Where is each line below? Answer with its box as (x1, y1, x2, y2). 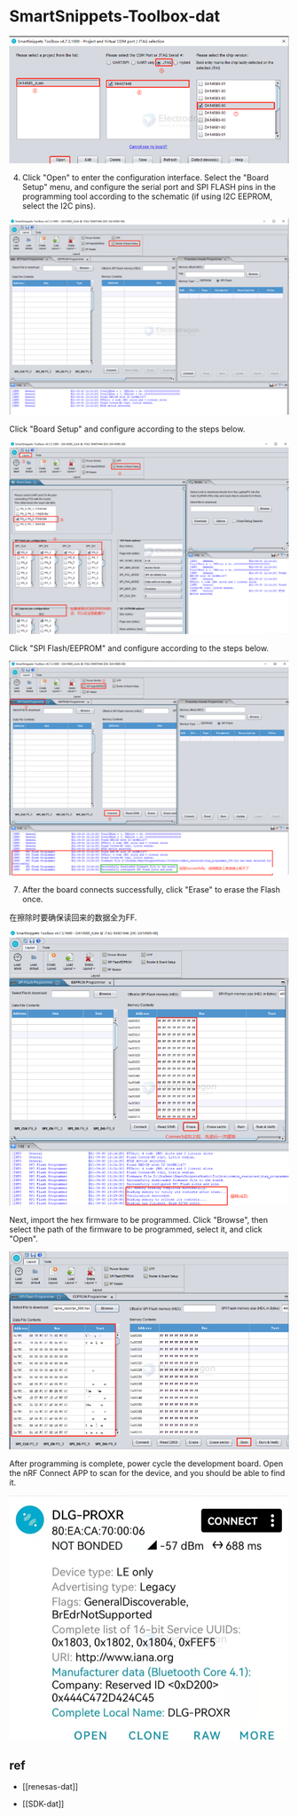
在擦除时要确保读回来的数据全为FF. (9, 912, 137, 923)
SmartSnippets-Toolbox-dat (9, 6, 220, 27)
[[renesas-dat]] (21, 1781, 78, 1792)
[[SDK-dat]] (21, 1798, 65, 1809)
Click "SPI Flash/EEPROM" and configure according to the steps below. (9, 643, 269, 654)
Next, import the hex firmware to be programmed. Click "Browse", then (9, 1214, 269, 1225)
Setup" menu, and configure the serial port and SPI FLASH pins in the (21, 182, 277, 193)
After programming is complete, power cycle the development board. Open (9, 1458, 284, 1469)
